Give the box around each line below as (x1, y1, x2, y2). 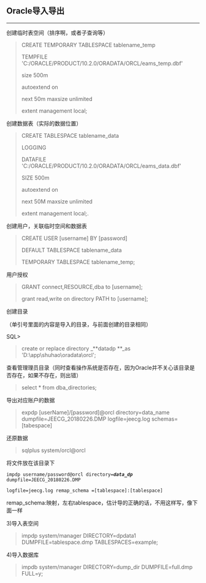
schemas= (151, 415, 178, 423)
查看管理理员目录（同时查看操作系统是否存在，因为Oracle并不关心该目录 (6, 364, 190, 371)
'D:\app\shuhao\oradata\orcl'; (21, 351, 96, 358)
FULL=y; (21, 570, 44, 577)
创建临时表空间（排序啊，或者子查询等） (6, 29, 109, 36)
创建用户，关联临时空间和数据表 (6, 222, 87, 230)
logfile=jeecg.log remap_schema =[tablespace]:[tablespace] (6, 487, 164, 494)
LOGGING (21, 143, 47, 151)
